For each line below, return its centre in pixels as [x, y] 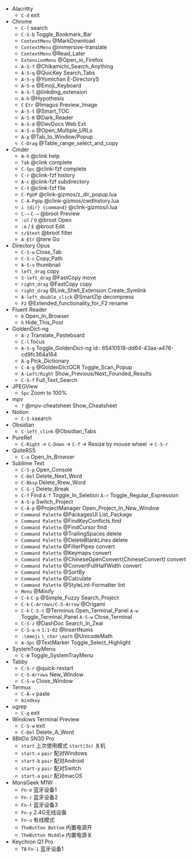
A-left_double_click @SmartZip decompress [77, 297]
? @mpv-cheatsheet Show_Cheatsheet [69, 406]
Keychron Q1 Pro [33, 842]
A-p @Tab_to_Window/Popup [57, 137]
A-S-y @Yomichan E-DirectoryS [60, 79]
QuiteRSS [24, 450]
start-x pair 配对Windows [54, 753]
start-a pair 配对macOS [52, 776]
